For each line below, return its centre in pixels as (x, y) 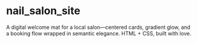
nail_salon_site (43, 11)
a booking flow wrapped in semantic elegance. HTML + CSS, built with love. (99, 33)
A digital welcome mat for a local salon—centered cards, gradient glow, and (98, 27)
